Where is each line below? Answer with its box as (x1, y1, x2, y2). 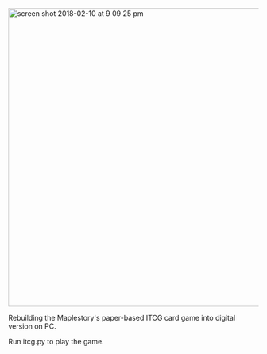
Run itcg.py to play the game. (8, 337, 105, 346)
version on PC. (8, 321, 57, 331)
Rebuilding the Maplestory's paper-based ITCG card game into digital (8, 313, 236, 322)
